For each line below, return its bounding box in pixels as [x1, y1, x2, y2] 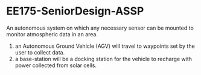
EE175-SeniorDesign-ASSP [6, 4, 144, 18]
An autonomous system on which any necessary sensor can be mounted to [6, 24, 194, 31]
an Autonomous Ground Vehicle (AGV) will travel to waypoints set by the [14, 42, 195, 50]
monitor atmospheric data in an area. [6, 30, 98, 37]
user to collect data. [14, 48, 65, 56]
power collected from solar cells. [14, 62, 97, 69]
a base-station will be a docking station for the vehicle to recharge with [14, 55, 192, 62]
